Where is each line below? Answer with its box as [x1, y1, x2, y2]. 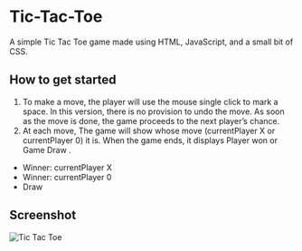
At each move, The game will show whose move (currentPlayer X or [22, 125, 276, 136]
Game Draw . [22, 144, 72, 155]
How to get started [9, 72, 117, 88]
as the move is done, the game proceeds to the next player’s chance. [22, 115, 280, 126]
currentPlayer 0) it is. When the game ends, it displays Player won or [22, 134, 278, 146]
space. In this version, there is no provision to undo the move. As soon [22, 106, 285, 117]
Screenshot [9, 208, 77, 223]
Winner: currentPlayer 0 [22, 171, 112, 182]
